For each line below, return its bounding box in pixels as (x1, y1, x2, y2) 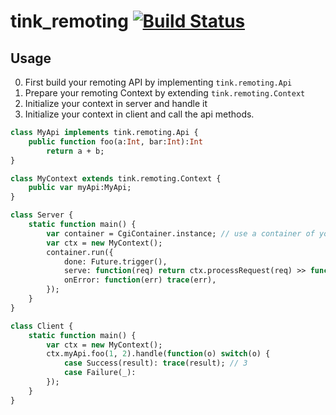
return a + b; (46, 146, 105, 156)
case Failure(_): (63, 368, 137, 378)
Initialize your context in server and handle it (24, 98, 208, 109)
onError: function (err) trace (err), (63, 275, 217, 285)
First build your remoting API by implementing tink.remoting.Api (24, 76, 293, 88)
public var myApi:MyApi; (28, 183, 132, 193)
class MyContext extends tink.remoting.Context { (10, 173, 222, 184)
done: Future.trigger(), (63, 256, 168, 267)
